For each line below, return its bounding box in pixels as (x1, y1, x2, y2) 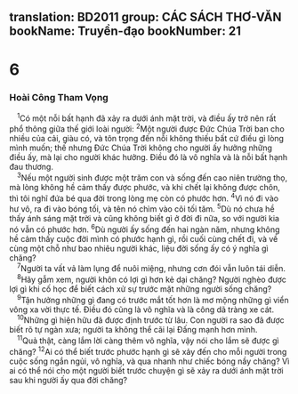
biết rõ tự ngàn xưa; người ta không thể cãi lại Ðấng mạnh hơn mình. (9, 325, 258, 335)
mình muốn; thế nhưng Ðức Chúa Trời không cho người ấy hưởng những (9, 142, 273, 153)
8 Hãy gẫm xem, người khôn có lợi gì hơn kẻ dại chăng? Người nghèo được (17, 273, 286, 285)
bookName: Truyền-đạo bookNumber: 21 (9, 24, 242, 39)
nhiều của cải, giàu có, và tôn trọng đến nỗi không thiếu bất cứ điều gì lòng (9, 133, 285, 144)
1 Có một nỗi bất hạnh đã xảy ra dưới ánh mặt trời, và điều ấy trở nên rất (17, 111, 277, 124)
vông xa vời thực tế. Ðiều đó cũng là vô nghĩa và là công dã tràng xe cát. (9, 304, 274, 315)
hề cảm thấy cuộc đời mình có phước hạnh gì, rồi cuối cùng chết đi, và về (9, 233, 278, 244)
